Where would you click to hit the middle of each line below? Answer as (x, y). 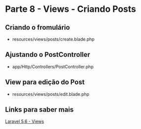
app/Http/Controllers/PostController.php (53, 66)
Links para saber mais (39, 110)
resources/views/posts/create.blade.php (53, 39)
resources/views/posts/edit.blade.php (51, 94)
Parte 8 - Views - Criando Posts (70, 9)
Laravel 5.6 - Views (25, 122)
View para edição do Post (45, 82)
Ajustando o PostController (48, 55)
